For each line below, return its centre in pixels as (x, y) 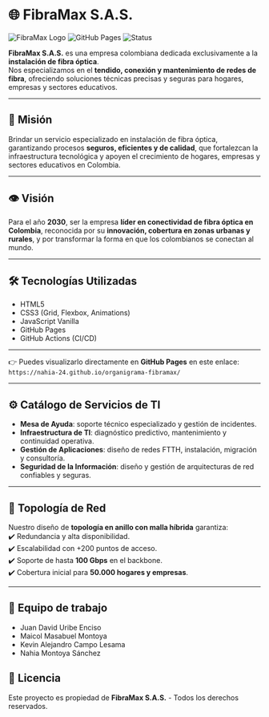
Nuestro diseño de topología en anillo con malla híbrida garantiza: (118, 527)
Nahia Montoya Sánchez (60, 653)
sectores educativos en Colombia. (65, 164)
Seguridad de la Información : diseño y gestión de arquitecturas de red (137, 467)
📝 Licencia (35, 678)
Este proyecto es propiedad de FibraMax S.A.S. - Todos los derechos (123, 697)
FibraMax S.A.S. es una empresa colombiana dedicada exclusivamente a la (133, 53)
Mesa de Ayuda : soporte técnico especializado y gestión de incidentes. (138, 424)
